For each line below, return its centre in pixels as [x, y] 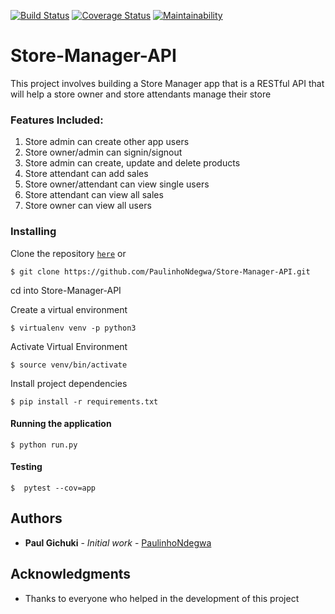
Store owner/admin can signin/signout [103, 152]
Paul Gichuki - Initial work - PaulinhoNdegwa [118, 542]
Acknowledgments [71, 574]
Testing [26, 467]
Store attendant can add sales [86, 174]
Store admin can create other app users [107, 142]
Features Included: [57, 120]
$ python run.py [44, 445]
